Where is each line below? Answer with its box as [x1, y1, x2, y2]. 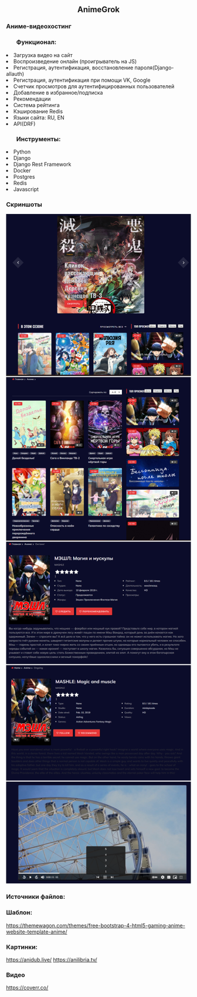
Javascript [13, 185, 39, 193]
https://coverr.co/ [6, 984, 49, 991]
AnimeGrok [77, 5, 120, 15]
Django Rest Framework [13, 160, 72, 168]
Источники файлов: [6, 893, 66, 901]
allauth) [6, 70, 25, 77]
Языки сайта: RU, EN [13, 114, 64, 121]
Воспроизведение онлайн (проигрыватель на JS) [13, 58, 137, 65]
